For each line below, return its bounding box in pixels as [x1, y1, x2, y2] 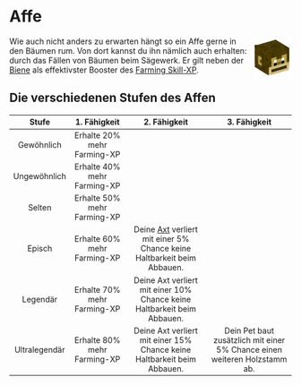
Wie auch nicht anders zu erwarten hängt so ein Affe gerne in [9, 36, 237, 47]
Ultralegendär [14, 344, 65, 355]
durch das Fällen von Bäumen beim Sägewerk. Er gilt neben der [9, 55, 245, 65]
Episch [27, 244, 53, 254]
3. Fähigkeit [227, 116, 271, 127]
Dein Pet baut [224, 325, 275, 336]
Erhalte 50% [74, 192, 121, 203]
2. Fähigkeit [142, 116, 188, 127]
